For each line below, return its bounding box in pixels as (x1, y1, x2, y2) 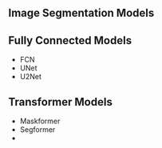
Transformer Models (8, 95, 113, 109)
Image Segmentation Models (8, 6, 155, 20)
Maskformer (19, 116, 61, 126)
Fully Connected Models (8, 34, 132, 47)
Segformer (19, 125, 56, 134)
